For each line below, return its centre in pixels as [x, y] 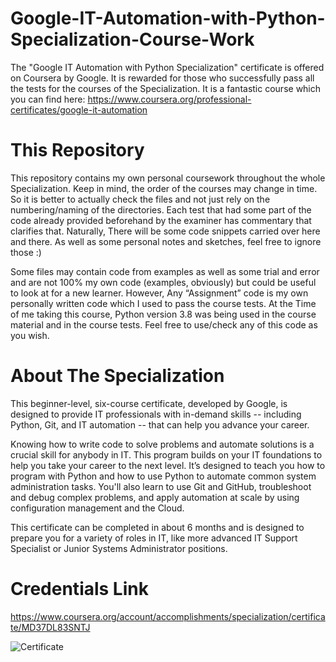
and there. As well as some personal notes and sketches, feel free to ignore [166, 241]
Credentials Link [79, 589]
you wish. [30, 335]
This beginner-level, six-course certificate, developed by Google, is [149, 403]
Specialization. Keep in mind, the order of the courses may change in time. [164, 188]
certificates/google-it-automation [79, 109]
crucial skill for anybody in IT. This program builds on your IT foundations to [166, 454]
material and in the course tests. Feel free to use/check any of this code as [164, 324]
